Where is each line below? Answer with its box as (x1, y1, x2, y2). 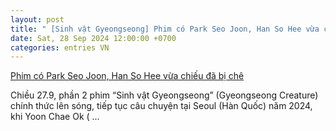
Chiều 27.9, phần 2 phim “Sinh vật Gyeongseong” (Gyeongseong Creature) (10, 89, 319, 101)
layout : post (10, 14, 65, 25)
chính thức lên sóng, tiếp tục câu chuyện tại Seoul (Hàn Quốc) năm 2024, (10, 100, 313, 112)
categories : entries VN (10, 42, 110, 53)
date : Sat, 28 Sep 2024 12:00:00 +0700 (10, 33, 177, 43)
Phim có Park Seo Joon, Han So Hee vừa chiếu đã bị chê (10, 70, 245, 82)
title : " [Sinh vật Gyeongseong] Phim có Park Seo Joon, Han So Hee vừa (10, 24, 320, 34)
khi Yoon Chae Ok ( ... (10, 111, 100, 123)
